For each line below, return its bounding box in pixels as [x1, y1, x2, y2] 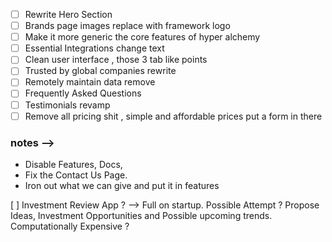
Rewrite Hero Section [24, 9, 113, 20]
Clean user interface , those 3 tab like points [24, 54, 208, 66]
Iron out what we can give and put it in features [24, 179, 220, 191]
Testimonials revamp [24, 99, 111, 111]
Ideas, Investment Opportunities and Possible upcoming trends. [10, 209, 273, 221]
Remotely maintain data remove [24, 76, 156, 88]
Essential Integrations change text [24, 42, 165, 54]
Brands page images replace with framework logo [24, 20, 231, 32]
